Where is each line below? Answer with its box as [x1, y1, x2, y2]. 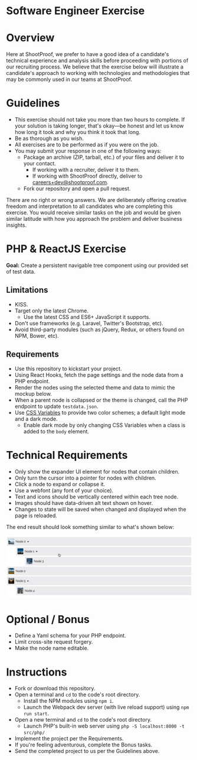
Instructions [6, 666, 67, 679]
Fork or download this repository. [14, 685, 96, 692]
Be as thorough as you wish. [14, 135, 84, 142]
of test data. [6, 268, 36, 275]
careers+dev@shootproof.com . [32, 179, 109, 186]
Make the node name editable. [14, 645, 89, 652]
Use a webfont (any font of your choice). [14, 487, 114, 494]
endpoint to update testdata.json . [14, 403, 98, 410]
